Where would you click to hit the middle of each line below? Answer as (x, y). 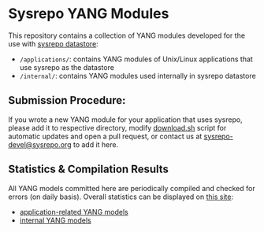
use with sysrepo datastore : (53, 43)
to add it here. (96, 144)
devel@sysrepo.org (40, 144)
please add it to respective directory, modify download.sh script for (117, 127)
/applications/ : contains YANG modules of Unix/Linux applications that (136, 59)
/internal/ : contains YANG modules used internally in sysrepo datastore (138, 75)
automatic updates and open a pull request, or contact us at (105, 136)
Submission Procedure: (67, 100)
